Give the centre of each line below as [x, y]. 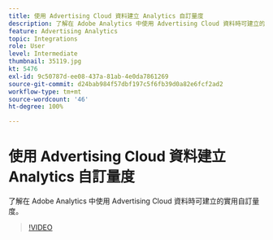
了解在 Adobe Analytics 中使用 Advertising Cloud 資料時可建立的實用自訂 [130, 201]
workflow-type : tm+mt [45, 92]
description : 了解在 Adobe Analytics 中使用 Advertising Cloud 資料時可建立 [134, 24]
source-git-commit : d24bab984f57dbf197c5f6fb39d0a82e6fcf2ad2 [116, 84]
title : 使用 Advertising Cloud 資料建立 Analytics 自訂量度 [106, 16]
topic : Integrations [43, 39]
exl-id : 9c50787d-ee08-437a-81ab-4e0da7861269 [89, 76]
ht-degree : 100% [36, 107]
